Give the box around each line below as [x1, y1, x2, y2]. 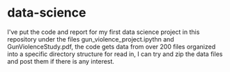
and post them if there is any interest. [7, 57, 115, 65]
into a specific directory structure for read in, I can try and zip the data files [7, 50, 223, 58]
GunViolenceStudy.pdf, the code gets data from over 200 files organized [7, 42, 216, 51]
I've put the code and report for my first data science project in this [7, 28, 200, 36]
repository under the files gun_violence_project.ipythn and [7, 35, 174, 43]
